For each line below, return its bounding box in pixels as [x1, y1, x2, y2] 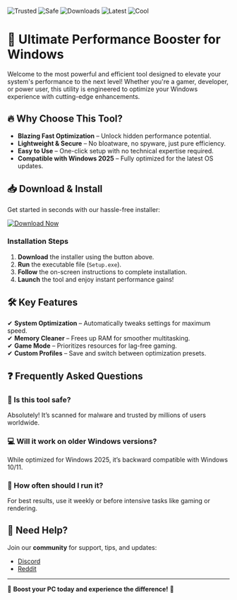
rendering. [7, 504, 37, 512]
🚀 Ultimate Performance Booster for [7, 32, 221, 47]
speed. [7, 326, 28, 335]
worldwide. [7, 418, 40, 427]
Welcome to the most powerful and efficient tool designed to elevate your [7, 69, 221, 78]
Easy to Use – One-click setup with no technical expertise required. [17, 146, 214, 155]
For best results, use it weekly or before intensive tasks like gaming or [7, 496, 210, 505]
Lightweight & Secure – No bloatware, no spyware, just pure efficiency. [17, 139, 226, 148]
